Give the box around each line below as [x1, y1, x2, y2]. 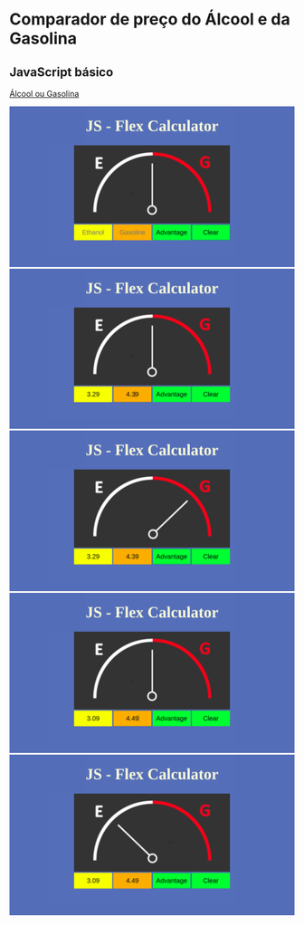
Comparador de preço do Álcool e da [9, 9, 291, 30]
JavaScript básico [9, 64, 114, 80]
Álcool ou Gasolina [9, 89, 80, 99]
